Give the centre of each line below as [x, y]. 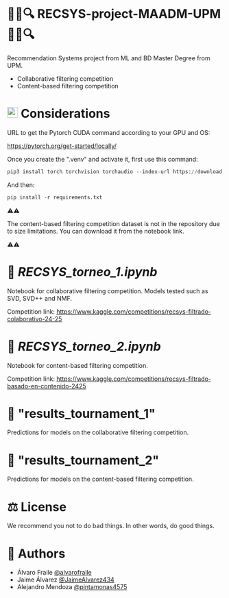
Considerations [65, 114]
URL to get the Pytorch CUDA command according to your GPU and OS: [109, 132]
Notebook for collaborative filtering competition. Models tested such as [108, 291]
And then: [21, 185]
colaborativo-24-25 [35, 319]
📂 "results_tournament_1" [81, 413]
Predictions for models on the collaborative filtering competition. [98, 432]
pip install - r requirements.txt [55, 197]
